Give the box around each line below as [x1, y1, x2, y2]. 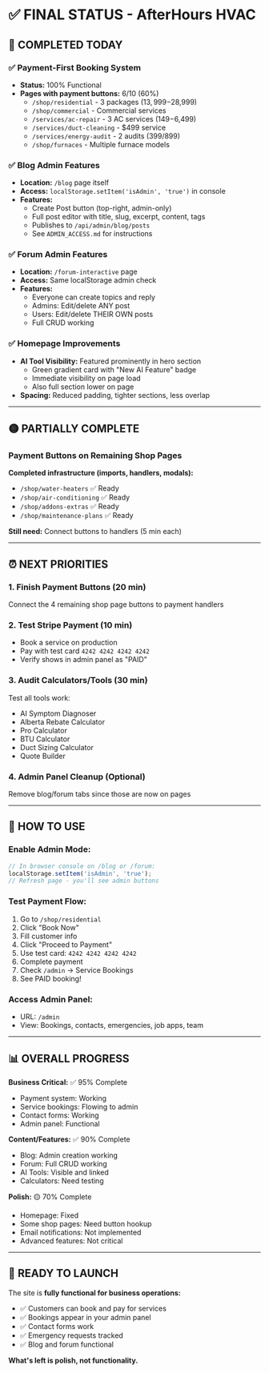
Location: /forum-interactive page [19, 267, 138, 277]
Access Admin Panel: [8, 994, 94, 1005]
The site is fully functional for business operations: [8, 1287, 182, 1298]
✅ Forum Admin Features [8, 249, 108, 260]
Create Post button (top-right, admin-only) [31, 203, 172, 213]
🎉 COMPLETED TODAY [8, 38, 123, 51]
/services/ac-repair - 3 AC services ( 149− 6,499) [31, 114, 197, 123]
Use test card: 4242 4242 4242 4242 [19, 948, 137, 957]
